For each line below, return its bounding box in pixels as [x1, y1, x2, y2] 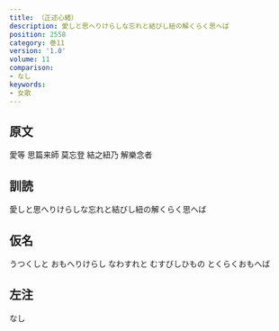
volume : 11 [9, 55, 50, 64]
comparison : [9, 64, 54, 73]
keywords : [9, 80, 47, 89]
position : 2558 [9, 30, 67, 39]
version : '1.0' [9, 47, 67, 56]
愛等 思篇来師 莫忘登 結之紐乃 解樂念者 [9, 149, 153, 160]
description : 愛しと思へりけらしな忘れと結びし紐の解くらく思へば [9, 22, 229, 31]
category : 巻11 [9, 38, 65, 48]
